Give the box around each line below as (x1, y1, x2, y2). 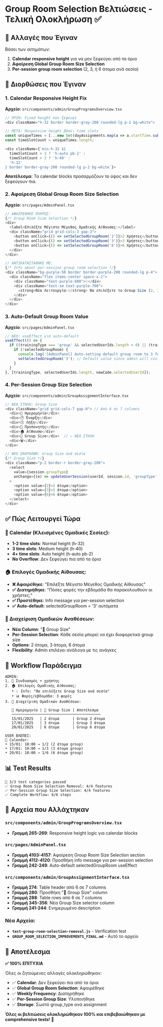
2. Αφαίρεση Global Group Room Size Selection (5, 191, 119, 198)
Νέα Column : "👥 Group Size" (12, 627, 70, 632)
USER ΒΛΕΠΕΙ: (5, 733, 32, 739)
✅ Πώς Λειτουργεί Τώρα (5, 515, 81, 523)
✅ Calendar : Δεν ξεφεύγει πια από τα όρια (12, 980, 99, 986)
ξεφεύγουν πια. (5, 179, 37, 185)
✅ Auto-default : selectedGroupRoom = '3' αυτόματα (12, 603, 118, 609)
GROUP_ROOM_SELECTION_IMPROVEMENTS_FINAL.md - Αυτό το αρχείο (12, 933, 139, 939)
